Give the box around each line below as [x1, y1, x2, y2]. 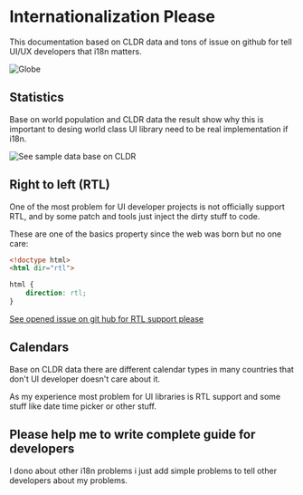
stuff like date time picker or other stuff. [9, 401, 156, 412]
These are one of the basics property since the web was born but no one [9, 228, 282, 239]
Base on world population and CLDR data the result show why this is [9, 113, 264, 124]
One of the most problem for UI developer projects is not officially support [9, 201, 285, 212]
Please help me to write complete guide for [9, 427, 256, 442]
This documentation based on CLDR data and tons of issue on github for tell [9, 36, 292, 47]
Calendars [9, 340, 70, 355]
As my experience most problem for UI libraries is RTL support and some [9, 391, 281, 402]
